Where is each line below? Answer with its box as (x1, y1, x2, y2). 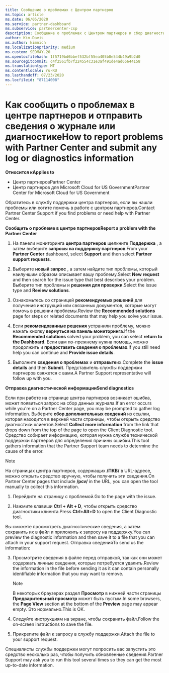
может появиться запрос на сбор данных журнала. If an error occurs (5, 400, 152, 406)
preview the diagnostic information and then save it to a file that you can (5, 534, 155, 540)
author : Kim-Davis (5, 36, 44, 41)
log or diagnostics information (5, 152, 134, 164)
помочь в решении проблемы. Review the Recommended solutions (12, 308, 155, 314)
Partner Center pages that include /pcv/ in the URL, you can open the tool (5, 478, 158, 484)
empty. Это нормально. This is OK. (12, 606, 86, 612)
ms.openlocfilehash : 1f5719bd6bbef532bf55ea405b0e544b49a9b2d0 (5, 54, 141, 59)
